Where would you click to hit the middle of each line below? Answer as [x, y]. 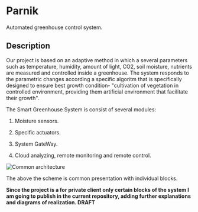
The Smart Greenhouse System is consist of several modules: [81, 109]
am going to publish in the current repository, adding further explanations [98, 196]
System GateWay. [36, 144]
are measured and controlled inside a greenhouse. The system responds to [98, 73]
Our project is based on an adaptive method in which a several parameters [97, 60]
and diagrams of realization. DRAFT [51, 202]
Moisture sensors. [37, 121]
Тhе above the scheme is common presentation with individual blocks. [92, 178]
